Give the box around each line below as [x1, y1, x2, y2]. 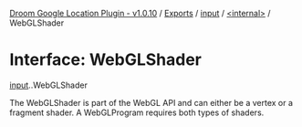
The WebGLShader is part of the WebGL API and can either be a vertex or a [9, 97, 294, 108]
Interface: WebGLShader [9, 49, 203, 70]
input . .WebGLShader [9, 79, 89, 90]
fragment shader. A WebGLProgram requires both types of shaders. [9, 107, 265, 118]
